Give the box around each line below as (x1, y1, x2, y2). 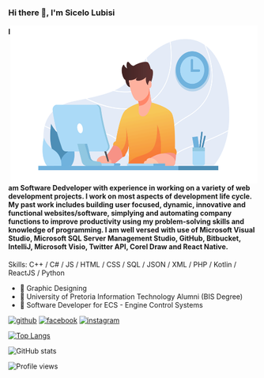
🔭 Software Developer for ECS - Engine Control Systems (19, 300, 203, 309)
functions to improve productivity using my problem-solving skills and (8, 217, 245, 226)
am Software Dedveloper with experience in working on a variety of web (8, 183, 251, 193)
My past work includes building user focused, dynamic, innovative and (8, 200, 247, 210)
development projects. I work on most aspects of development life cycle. (8, 191, 252, 201)
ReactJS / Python (8, 268, 65, 278)
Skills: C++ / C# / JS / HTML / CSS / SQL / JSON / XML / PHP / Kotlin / (8, 259, 237, 269)
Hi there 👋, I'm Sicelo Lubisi (8, 7, 115, 18)
